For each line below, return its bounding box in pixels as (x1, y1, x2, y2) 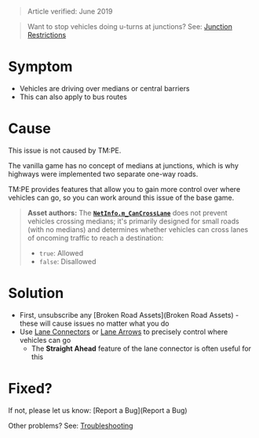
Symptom (8, 58, 73, 75)
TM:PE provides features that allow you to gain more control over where (8, 184, 241, 193)
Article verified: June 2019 (27, 7, 113, 16)
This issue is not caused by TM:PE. (8, 145, 122, 155)
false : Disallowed (38, 256, 97, 266)
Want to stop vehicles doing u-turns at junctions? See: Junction (27, 22, 233, 31)
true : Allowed (38, 248, 84, 258)
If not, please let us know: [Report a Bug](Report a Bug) (8, 405, 188, 415)
